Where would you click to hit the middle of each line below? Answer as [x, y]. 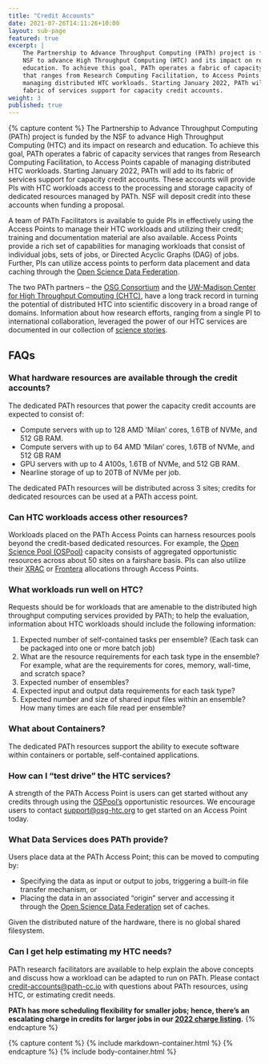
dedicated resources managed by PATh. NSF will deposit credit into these [129, 197]
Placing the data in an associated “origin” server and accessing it [127, 898]
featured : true [34, 38]
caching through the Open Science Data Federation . [94, 272]
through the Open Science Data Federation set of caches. [115, 907]
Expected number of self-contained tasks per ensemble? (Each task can [139, 640]
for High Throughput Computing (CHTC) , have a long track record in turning [133, 296]
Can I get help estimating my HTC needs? [90, 952]
